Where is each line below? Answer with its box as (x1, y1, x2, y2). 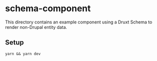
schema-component (5, 3, 91, 14)
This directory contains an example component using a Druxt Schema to (5, 19, 153, 25)
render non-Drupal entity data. (5, 24, 68, 30)
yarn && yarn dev (5, 51, 41, 56)
